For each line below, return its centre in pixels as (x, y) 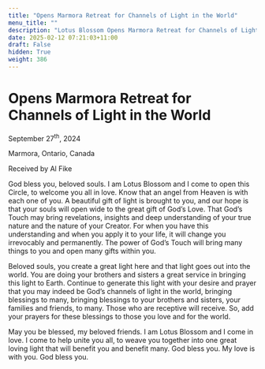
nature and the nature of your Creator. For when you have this (108, 226)
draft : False (30, 45)
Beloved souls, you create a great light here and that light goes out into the (129, 266)
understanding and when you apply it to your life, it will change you (117, 234)
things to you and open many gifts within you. (82, 251)
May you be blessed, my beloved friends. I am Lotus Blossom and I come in (131, 332)
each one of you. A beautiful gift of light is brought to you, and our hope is (129, 201)
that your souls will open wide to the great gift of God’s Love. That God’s (125, 209)
